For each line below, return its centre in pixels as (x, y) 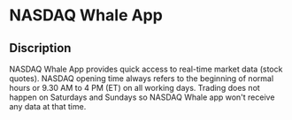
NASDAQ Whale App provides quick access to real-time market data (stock (146, 69)
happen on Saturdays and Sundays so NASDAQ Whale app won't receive (142, 97)
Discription (40, 48)
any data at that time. (48, 106)
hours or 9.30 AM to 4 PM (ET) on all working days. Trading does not (135, 88)
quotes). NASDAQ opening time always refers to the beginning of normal (142, 79)
